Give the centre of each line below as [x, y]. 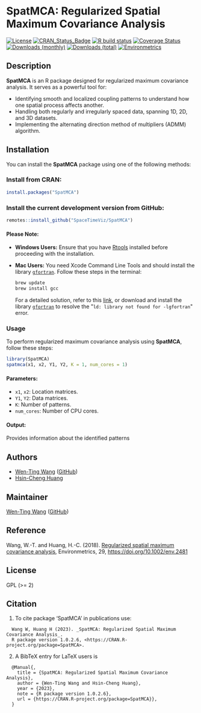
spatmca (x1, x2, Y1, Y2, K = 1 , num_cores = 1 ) [67, 365]
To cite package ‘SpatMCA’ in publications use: [73, 618]
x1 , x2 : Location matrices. [46, 392]
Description [29, 66]
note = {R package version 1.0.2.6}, [64, 694]
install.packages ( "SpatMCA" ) [43, 192]
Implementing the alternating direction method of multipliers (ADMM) [100, 124]
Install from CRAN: [34, 180]
